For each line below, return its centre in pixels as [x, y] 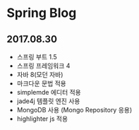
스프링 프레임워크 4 [43, 66]
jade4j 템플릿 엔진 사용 [48, 101]
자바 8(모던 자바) [40, 75]
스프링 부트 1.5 [37, 57]
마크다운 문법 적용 [41, 83]
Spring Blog [42, 13]
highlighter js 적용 [42, 119]
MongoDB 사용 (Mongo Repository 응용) [74, 110]
